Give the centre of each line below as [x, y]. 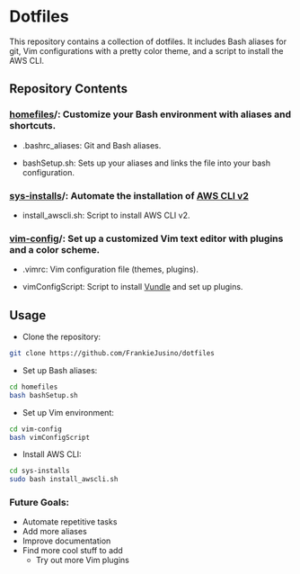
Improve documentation [66, 541]
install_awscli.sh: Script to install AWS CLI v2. [106, 215]
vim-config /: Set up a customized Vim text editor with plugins [146, 238]
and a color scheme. [55, 249]
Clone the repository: [62, 337]
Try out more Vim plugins [83, 561]
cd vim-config [36, 429]
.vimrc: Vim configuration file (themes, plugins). [110, 269]
